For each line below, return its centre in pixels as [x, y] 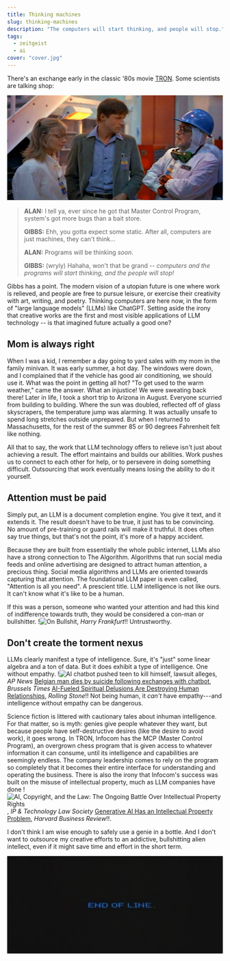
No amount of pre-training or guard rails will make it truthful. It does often [111, 529]
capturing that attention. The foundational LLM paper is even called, [103, 579]
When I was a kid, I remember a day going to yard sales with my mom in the [114, 361]
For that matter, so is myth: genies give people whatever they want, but [107, 724]
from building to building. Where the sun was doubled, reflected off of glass [114, 405]
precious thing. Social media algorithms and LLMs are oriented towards [107, 572]
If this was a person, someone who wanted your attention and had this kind [113, 607]
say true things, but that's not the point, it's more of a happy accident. [105, 536]
